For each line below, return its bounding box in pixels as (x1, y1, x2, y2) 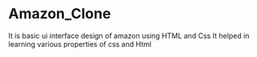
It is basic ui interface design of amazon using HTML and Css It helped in (8, 31, 250, 40)
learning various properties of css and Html (8, 39, 152, 48)
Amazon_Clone (8, 5, 111, 23)
